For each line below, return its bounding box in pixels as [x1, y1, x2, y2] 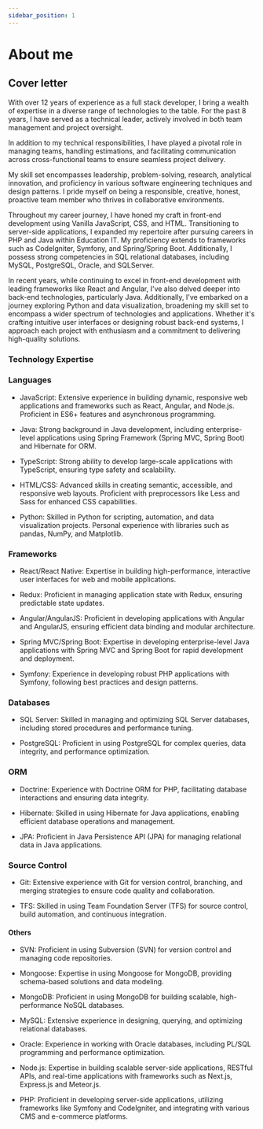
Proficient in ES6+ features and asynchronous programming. [19, 409, 216, 419]
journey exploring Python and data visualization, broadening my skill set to [8, 301, 249, 310]
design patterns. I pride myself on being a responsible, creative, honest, [8, 186, 241, 196]
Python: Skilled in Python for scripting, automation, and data [19, 512, 214, 522]
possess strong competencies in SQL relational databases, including [8, 252, 229, 261]
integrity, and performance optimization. [19, 747, 151, 756]
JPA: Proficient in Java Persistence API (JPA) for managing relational [19, 832, 242, 841]
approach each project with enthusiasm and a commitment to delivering [8, 326, 241, 335]
